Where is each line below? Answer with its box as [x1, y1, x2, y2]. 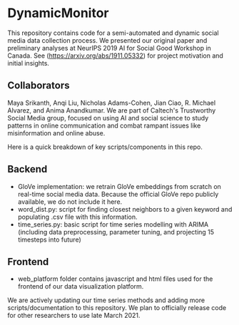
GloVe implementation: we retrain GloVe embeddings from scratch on [17, 182, 221, 190]
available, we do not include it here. [17, 197, 123, 206]
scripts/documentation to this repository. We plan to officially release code [7, 304, 227, 312]
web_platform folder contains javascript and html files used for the [17, 274, 213, 283]
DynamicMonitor [7, 5, 109, 21]
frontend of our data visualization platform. [17, 282, 144, 291]
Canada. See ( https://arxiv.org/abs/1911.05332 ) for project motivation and [7, 51, 223, 60]
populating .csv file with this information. [17, 212, 138, 221]
